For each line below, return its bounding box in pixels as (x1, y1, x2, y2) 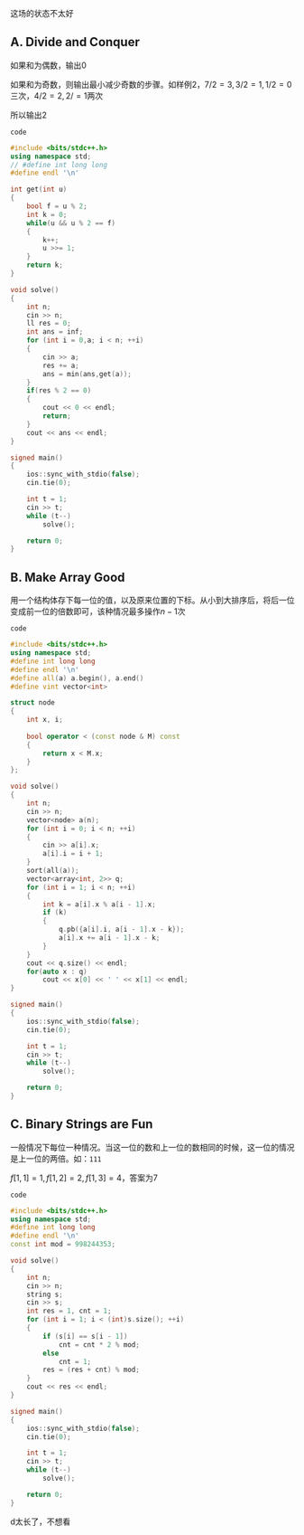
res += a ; (42, 361, 79, 370)
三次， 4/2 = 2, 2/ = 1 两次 (10, 90, 104, 101)
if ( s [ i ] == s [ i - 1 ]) (42, 1331, 128, 1341)
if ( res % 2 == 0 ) (26, 386, 92, 395)
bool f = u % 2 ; (26, 202, 88, 211)
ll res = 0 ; (26, 319, 71, 328)
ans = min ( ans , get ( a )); (42, 369, 132, 378)
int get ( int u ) (10, 185, 68, 194)
